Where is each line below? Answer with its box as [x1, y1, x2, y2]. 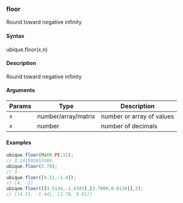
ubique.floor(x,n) [6, 46, 48, 53]
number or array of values [101, 112, 175, 120]
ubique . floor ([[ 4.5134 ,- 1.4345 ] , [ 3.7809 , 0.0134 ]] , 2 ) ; [6, 186, 144, 192]
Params [9, 102, 32, 110]
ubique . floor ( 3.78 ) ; [6, 163, 58, 169]
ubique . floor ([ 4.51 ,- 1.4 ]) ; [6, 174, 77, 181]
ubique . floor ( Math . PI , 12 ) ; [6, 152, 74, 158]
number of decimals [101, 122, 158, 130]
